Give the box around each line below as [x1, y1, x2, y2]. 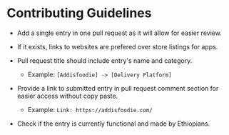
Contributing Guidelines [6, 5, 152, 21]
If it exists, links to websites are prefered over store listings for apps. [16, 42, 218, 51]
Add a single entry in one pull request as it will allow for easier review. [16, 29, 222, 37]
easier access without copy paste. [16, 91, 118, 100]
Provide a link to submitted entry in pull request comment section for [16, 84, 219, 92]
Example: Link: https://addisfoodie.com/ [27, 105, 153, 114]
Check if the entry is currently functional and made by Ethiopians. [16, 119, 210, 128]
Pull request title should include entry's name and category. [16, 56, 193, 65]
